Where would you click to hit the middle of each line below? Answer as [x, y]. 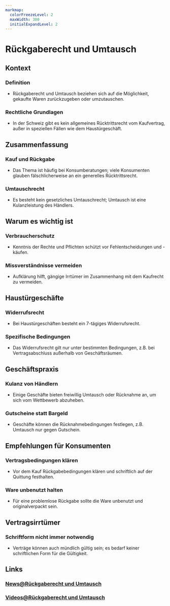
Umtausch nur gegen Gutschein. [47, 430]
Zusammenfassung [37, 145]
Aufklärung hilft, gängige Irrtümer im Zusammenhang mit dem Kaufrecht [88, 277]
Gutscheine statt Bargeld [37, 413]
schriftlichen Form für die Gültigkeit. [50, 554]
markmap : [14, 10]
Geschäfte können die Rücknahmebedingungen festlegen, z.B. [78, 424]
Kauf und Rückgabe [30, 159]
